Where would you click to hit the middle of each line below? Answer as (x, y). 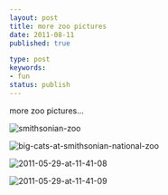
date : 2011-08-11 (42, 34)
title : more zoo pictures (58, 26)
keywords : (28, 68)
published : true (40, 43)
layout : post (34, 18)
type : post (30, 60)
